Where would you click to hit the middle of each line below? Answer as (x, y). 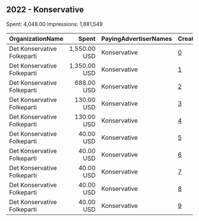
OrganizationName (36, 39)
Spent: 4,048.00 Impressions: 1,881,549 (54, 24)
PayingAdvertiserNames (137, 39)
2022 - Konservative (45, 10)
